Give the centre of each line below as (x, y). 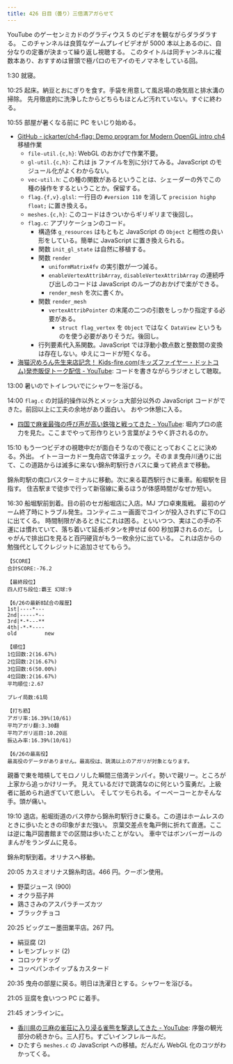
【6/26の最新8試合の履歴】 (41, 603)
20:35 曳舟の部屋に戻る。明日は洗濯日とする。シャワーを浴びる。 (102, 983)
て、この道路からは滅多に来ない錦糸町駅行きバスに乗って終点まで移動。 (111, 464)
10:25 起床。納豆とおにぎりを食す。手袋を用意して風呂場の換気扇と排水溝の (116, 90)
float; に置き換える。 (59, 205)
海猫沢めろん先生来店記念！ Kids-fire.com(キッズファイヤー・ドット (115, 362)
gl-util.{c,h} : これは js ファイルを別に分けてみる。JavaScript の (122, 162)
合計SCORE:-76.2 (30, 568)
